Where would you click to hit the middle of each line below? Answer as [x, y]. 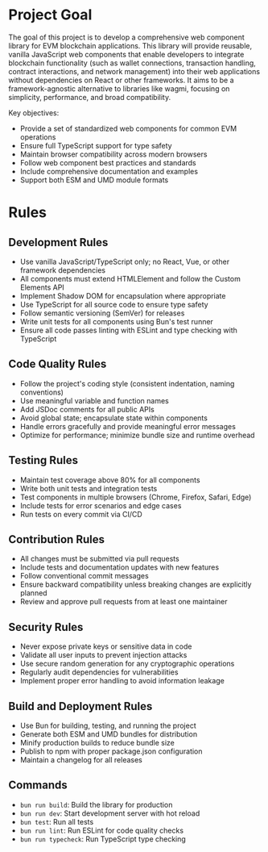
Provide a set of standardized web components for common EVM [128, 128]
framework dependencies [63, 270]
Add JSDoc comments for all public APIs [87, 409]
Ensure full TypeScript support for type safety [96, 145]
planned [33, 593]
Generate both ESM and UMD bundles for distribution [109, 734]
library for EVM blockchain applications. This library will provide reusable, [130, 45]
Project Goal [50, 15]
